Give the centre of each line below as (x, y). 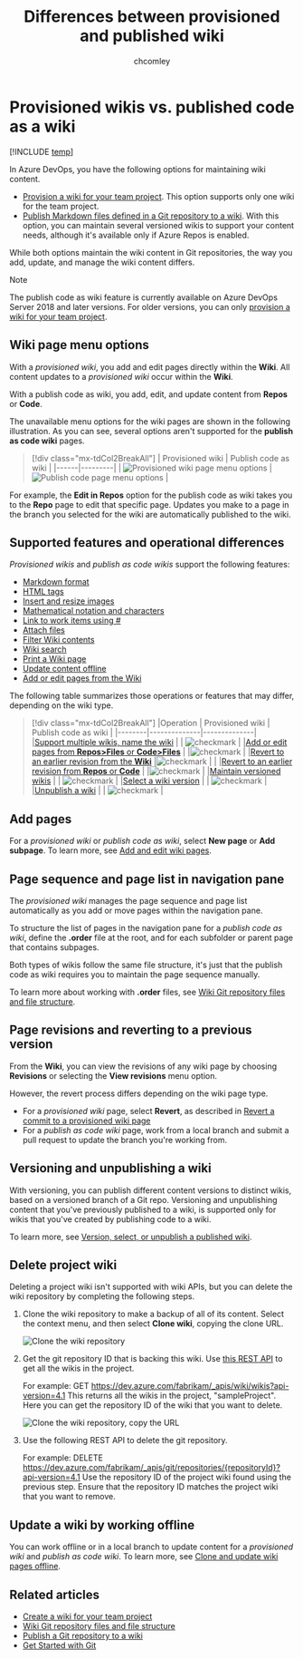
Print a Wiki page (54, 659)
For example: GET (56, 1386)
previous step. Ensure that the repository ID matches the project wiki (150, 1487)
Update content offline (64, 669)
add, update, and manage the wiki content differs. (102, 262)
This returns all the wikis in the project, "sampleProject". (172, 1396)
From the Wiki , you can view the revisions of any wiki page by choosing (143, 1066)
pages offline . (35, 1567)
